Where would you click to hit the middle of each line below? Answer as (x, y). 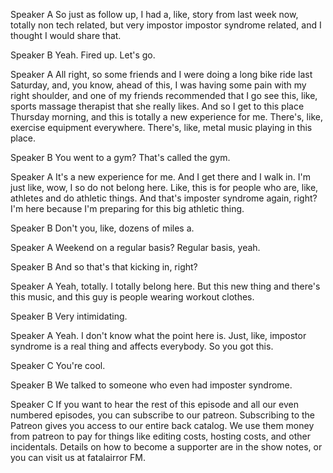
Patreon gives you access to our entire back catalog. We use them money (162, 425)
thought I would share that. (66, 35)
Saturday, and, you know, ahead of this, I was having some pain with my (158, 85)
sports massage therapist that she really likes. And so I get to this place (157, 106)
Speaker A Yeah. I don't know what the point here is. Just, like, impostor (158, 335)
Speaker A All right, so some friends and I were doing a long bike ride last (161, 74)
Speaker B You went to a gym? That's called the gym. (120, 157)
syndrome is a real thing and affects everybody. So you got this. (142, 346)
